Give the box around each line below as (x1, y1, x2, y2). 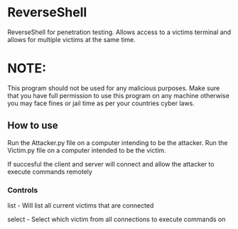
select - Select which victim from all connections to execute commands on (7, 215, 226, 223)
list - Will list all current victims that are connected (7, 201, 154, 210)
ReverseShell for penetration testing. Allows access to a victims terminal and (7, 28, 232, 36)
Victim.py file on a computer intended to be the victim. (7, 146, 166, 154)
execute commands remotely (7, 167, 92, 176)
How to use (7, 119, 58, 132)
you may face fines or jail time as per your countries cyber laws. (7, 99, 195, 107)
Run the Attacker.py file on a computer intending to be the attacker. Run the (7, 138, 228, 147)
